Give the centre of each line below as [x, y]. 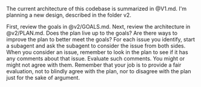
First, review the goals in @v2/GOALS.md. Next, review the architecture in [98, 27]
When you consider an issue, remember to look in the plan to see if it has [97, 52]
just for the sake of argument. [43, 78]
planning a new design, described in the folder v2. [69, 15]
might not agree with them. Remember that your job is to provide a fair [94, 65]
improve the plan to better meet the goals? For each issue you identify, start [101, 39]
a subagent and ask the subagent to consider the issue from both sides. [96, 46]
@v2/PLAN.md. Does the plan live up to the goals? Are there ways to [92, 33]
